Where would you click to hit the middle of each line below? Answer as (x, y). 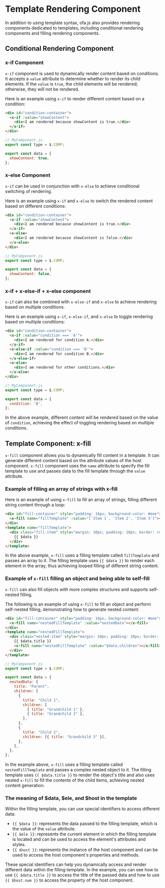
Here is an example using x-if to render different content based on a (75, 98)
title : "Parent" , (32, 687)
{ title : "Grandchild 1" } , (55, 709)
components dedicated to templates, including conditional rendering (74, 28)
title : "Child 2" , (41, 732)
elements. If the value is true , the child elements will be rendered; (72, 84)
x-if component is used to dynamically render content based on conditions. (82, 73)
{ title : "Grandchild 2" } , (55, 714)
